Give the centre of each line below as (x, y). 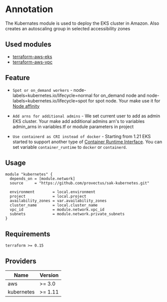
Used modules (28, 45)
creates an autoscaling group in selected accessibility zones (68, 28)
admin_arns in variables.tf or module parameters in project (73, 127)
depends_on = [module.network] (43, 179)
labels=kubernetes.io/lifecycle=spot (50, 101)
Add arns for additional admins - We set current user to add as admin (86, 116)
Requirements (28, 234)
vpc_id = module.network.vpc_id (57, 210)
